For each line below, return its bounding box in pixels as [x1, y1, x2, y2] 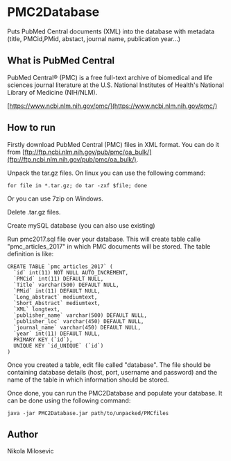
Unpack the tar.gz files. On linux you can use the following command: [7, 169, 206, 177]
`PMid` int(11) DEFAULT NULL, [13, 287, 101, 295]
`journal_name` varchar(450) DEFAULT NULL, [13, 324, 141, 331]
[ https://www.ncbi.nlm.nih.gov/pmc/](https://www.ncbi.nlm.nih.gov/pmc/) [7, 102, 218, 110]
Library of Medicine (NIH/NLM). [7, 88, 98, 96]
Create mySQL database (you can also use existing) [7, 221, 155, 230]
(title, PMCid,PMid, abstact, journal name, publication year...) [7, 34, 181, 42]
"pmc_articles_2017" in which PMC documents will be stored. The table [7, 242, 211, 251]
